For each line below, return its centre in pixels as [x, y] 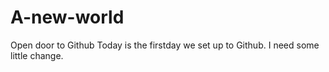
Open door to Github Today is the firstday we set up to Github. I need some [165, 45]
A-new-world [67, 17]
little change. [37, 55]
